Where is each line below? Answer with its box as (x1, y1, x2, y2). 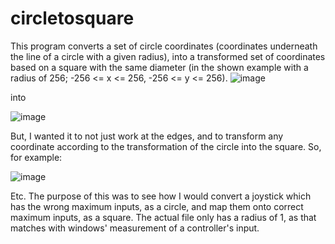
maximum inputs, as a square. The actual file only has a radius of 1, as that (10, 211, 317, 223)
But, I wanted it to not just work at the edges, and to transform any (10, 130, 284, 142)
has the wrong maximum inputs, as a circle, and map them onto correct (10, 200, 304, 212)
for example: (10, 151, 63, 163)
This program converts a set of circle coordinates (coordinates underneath (10, 40, 318, 52)
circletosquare (10, 7, 135, 30)
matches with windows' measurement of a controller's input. (10, 222, 260, 234)
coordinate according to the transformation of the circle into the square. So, (10, 140, 322, 152)
